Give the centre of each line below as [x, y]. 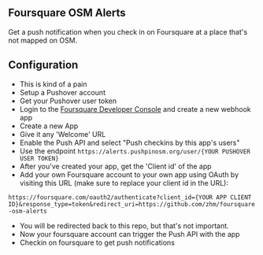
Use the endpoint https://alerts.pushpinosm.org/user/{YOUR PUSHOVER [135, 151]
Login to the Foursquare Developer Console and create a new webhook [135, 109]
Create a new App [49, 126]
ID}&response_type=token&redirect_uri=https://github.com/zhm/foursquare [132, 204]
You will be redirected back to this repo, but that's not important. [124, 225]
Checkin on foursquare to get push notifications [97, 242]
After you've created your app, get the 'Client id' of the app [115, 166]
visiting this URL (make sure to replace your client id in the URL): [124, 183]
